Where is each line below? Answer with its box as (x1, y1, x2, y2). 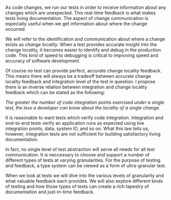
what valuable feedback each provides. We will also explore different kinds (5, 178, 163, 184)
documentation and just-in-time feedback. (5, 189, 95, 195)
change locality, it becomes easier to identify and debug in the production (5, 47, 161, 53)
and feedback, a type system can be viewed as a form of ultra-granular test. (5, 163, 166, 168)
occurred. (5, 26, 26, 32)
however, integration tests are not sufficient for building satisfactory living (5, 131, 161, 137)
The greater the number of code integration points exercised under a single (5, 99, 165, 105)
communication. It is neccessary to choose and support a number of (5, 152, 150, 158)
